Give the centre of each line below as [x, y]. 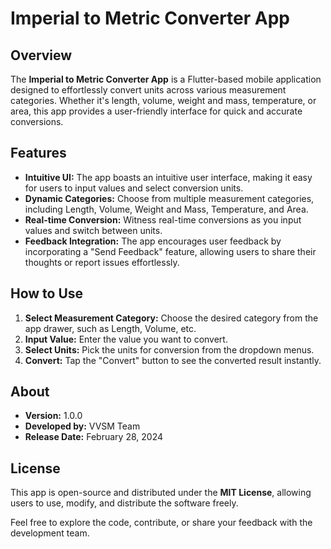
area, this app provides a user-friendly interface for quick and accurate [156, 111]
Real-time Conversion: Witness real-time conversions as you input [163, 219]
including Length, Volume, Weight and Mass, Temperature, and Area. [166, 209]
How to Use [47, 293]
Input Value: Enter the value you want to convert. [126, 339]
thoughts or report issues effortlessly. [102, 262]
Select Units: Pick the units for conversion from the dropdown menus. [169, 349]
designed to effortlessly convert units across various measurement [148, 90]
